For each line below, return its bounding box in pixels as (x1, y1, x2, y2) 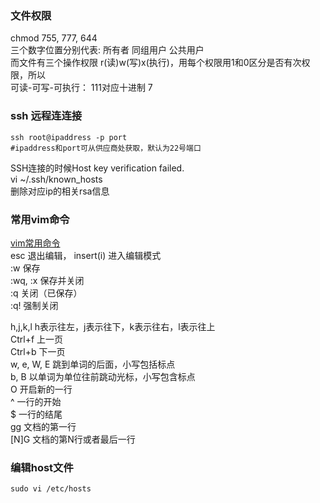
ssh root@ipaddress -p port (10, 132, 128, 142)
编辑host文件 (10, 460, 74, 474)
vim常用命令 (10, 237, 61, 249)
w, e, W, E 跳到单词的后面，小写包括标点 (10, 358, 176, 370)
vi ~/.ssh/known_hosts (10, 173, 103, 185)
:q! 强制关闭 (10, 299, 59, 311)
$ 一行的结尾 (10, 408, 63, 420)
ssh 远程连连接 (10, 109, 83, 123)
